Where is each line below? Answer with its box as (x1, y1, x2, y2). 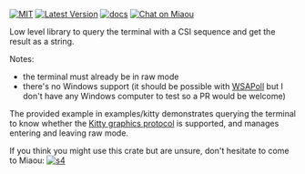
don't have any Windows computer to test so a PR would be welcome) (22, 91, 287, 101)
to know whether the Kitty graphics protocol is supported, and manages (9, 118, 280, 128)
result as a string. (9, 36, 75, 46)
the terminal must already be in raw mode (22, 71, 179, 82)
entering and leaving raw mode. (9, 128, 129, 138)
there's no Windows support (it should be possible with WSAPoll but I (22, 81, 284, 91)
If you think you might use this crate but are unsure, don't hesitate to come (9, 146, 290, 156)
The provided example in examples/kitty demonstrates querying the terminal (9, 108, 296, 118)
